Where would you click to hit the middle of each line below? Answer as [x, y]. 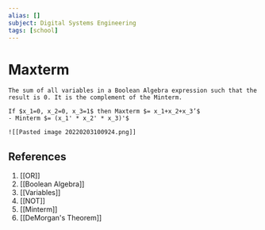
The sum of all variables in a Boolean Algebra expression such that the [133, 91]
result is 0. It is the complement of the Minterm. [95, 98]
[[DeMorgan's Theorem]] [61, 218]
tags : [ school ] [33, 30]
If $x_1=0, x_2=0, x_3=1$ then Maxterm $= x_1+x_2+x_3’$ [104, 112]
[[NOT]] [33, 201]
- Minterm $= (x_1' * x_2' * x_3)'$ [69, 119]
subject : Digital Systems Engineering [72, 23]
